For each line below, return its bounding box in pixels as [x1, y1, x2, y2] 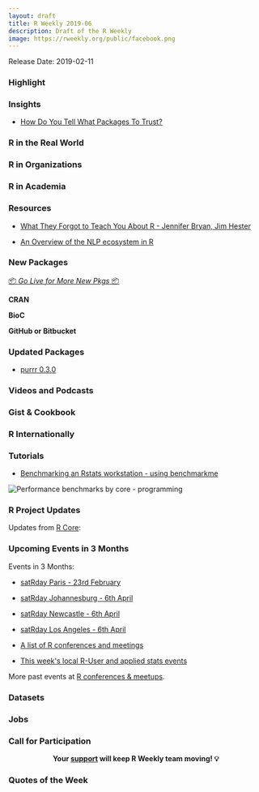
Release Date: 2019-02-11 [8, 57, 94, 66]
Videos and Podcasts [8, 385, 94, 396]
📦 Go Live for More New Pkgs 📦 [8, 276, 120, 285]
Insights [8, 99, 41, 110]
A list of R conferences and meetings [19, 640, 144, 649]
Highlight [8, 77, 46, 88]
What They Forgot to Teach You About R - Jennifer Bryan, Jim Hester [19, 220, 251, 231]
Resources [8, 203, 52, 214]
